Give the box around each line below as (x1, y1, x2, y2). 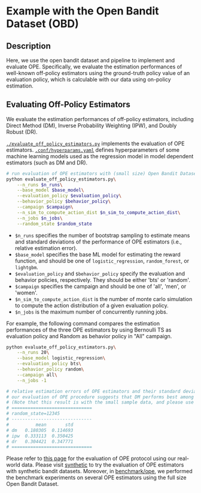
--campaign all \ (17, 372, 58, 378)
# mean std (6, 422, 74, 428)
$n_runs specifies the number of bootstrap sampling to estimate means (14, 232, 190, 239)
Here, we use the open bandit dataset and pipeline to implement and (6, 57, 175, 64)
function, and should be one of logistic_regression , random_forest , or (14, 257, 190, 264)
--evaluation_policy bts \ (17, 361, 82, 367)
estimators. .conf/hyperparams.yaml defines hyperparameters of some (6, 146, 179, 154)
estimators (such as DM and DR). (6, 159, 88, 166)
